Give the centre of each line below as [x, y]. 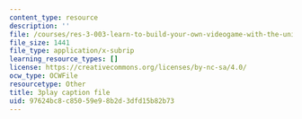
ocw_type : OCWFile [44, 76]
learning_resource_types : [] [64, 59]
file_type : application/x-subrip [72, 51]
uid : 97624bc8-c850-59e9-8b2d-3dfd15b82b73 [92, 101]
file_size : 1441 [40, 42]
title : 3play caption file [60, 92]
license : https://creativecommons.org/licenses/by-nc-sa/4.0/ [128, 68]
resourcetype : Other [48, 84]
